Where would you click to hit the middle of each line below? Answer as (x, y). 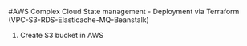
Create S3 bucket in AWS (62, 35)
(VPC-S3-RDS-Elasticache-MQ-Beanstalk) (79, 20)
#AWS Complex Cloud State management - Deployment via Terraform (124, 11)
